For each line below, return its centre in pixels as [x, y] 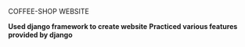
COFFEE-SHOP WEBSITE [49, 11]
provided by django [40, 35]
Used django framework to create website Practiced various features [123, 26]
